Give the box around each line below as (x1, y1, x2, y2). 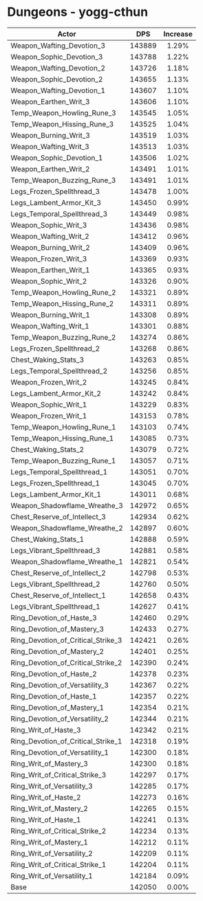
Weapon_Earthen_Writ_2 (10, 164, 90, 173)
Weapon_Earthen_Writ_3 (10, 97, 90, 106)
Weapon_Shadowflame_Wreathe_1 (10, 556, 124, 566)
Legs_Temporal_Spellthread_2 (10, 366, 108, 376)
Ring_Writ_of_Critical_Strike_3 (10, 770, 107, 779)
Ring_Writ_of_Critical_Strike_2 (10, 826, 107, 835)
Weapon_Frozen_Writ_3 (10, 253, 87, 263)
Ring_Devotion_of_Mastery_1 (10, 702, 105, 712)
